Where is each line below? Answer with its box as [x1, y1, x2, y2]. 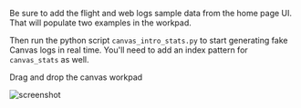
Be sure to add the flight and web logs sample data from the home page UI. [9, 8, 293, 18]
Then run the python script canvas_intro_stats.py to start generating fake [9, 35, 288, 45]
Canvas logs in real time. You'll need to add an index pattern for [9, 44, 248, 55]
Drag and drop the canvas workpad [9, 72, 143, 83]
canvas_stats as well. [9, 54, 89, 64]
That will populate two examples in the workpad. [9, 17, 192, 28]
